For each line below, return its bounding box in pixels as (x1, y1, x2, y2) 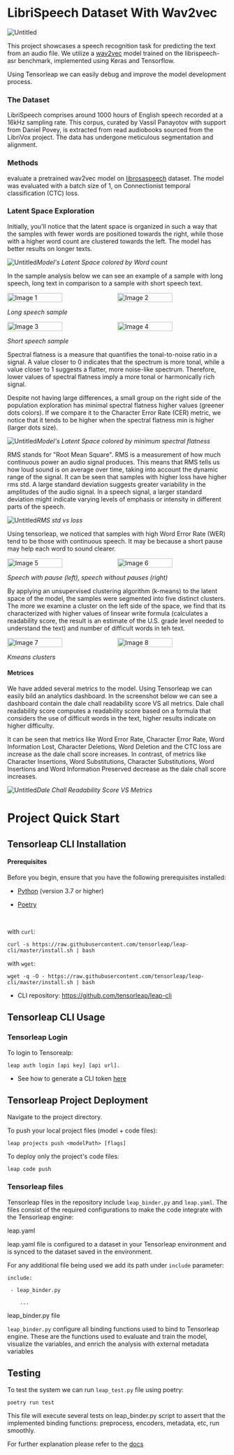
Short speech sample (7, 336, 69, 345)
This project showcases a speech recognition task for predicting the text (7, 41, 216, 50)
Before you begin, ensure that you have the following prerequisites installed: (7, 873, 226, 881)
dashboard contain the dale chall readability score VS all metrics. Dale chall (7, 700, 224, 708)
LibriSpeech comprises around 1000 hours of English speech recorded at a (7, 111, 224, 120)
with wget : (7, 959, 36, 967)
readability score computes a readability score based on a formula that (7, 707, 211, 715)
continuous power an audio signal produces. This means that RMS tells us (7, 457, 220, 466)
